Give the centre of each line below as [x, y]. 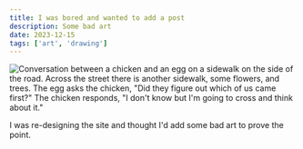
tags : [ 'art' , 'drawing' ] [58, 43]
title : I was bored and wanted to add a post [97, 18]
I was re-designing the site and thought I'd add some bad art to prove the [146, 125]
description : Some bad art [61, 26]
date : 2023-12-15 [42, 35]
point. [20, 135]
